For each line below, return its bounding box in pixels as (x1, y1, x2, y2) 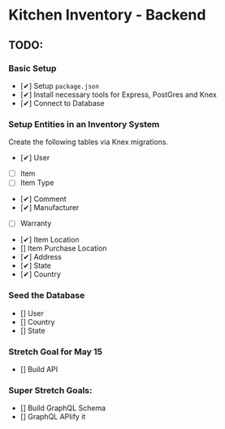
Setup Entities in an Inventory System (8, 118, 160, 129)
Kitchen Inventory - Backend (8, 6, 206, 24)
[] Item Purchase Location (19, 243, 107, 253)
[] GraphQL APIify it (19, 412, 86, 422)
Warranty (19, 218, 52, 229)
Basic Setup (8, 63, 57, 74)
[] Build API (19, 364, 58, 374)
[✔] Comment (19, 194, 67, 204)
